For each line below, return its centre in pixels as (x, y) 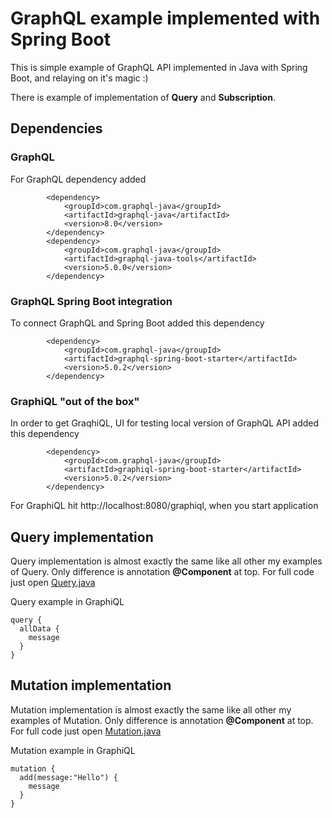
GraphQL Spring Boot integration (91, 301)
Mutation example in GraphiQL (73, 750)
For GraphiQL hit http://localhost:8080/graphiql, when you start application (164, 506)
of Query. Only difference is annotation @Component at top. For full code (162, 572)
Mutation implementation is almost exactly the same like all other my (151, 709)
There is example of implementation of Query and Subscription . (143, 97)
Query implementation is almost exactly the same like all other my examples (166, 561)
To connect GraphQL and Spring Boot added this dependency (137, 323)
